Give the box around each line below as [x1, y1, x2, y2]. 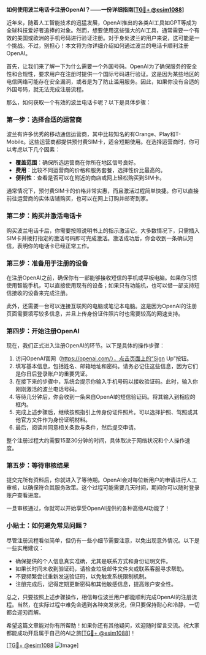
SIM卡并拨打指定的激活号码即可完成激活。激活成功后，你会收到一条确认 [6, 234, 188, 241]
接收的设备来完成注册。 [11, 289, 71, 297]
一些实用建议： [6, 544, 44, 551]
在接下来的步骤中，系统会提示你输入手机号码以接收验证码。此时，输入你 [15, 378, 198, 385]
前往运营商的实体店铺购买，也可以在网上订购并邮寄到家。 [6, 195, 151, 202]
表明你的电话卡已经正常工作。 [17, 242, 93, 249]
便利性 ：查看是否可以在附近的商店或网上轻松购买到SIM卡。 [15, 174, 166, 181]
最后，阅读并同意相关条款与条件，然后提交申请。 [15, 424, 139, 431]
